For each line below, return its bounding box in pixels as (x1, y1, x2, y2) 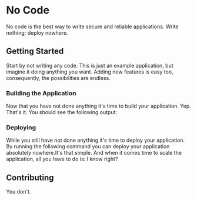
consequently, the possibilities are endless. (6, 74, 111, 81)
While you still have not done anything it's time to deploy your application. (6, 136, 185, 144)
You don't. (6, 188, 31, 195)
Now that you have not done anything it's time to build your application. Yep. (6, 102, 191, 109)
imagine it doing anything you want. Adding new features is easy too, (6, 68, 173, 75)
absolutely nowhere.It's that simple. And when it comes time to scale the (6, 149, 182, 156)
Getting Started (6, 46, 64, 56)
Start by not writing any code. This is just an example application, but (6, 62, 173, 69)
